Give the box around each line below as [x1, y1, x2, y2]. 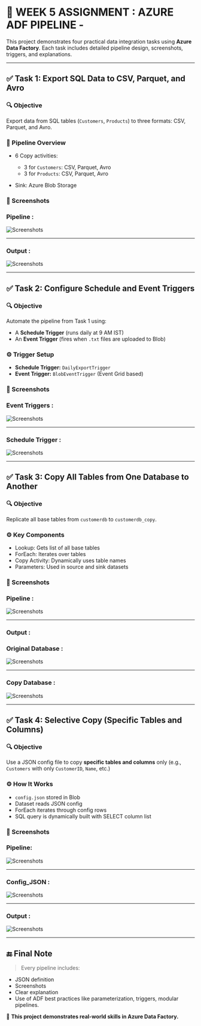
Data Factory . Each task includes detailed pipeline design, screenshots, [6, 44, 184, 51]
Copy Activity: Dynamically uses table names [14, 557, 127, 564]
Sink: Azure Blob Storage [14, 181, 77, 189]
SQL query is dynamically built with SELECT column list [14, 812, 151, 819]
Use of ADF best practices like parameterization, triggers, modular [14, 995, 179, 1002]
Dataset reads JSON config [14, 800, 83, 807]
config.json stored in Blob [14, 793, 81, 801]
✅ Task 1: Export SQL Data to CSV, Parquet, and [6, 74, 185, 84]
